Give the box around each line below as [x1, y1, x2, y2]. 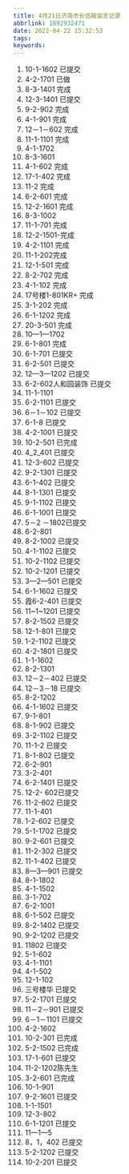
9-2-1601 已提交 [24, 1091, 79, 1102]
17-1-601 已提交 [24, 1053, 77, 1063]
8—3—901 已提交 [24, 866, 83, 876]
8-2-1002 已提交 [24, 536, 79, 546]
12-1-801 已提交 [24, 627, 77, 636]
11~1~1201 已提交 [24, 607, 81, 616]
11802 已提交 [24, 941, 67, 950]
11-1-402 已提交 [24, 857, 77, 866]
